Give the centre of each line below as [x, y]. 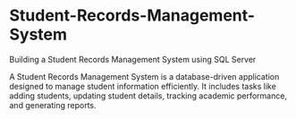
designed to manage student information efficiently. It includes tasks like [143, 86]
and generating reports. [53, 105]
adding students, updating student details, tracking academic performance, [148, 96]
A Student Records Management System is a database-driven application [144, 76]
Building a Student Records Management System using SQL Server [133, 59]
